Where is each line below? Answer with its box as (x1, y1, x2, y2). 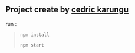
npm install (19, 32, 50, 38)
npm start (19, 42, 45, 48)
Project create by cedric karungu (5, 5, 129, 15)
